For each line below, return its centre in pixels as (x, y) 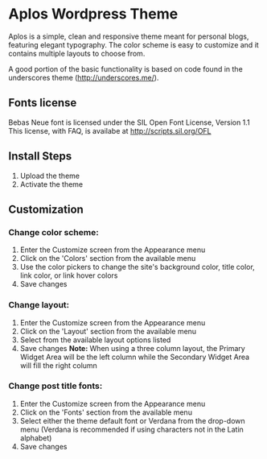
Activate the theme (51, 184)
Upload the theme (50, 176)
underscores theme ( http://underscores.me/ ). (84, 77)
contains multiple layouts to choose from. (77, 53)
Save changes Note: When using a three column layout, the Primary (132, 348)
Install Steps (40, 157)
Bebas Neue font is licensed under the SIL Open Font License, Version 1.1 (129, 122)
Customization (46, 209)
